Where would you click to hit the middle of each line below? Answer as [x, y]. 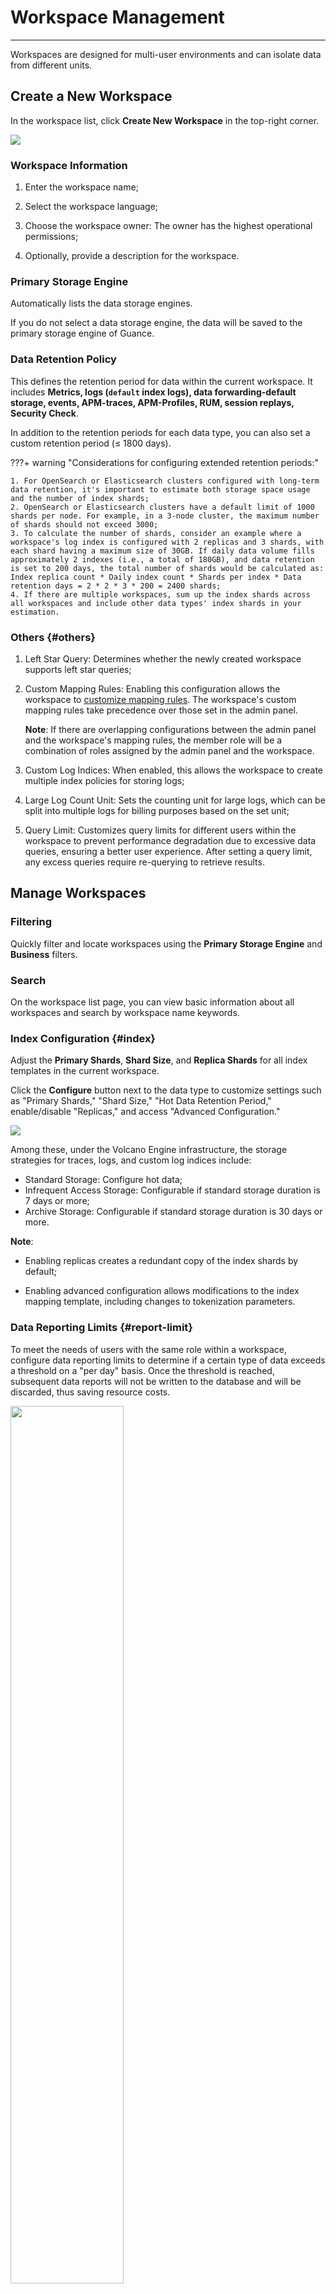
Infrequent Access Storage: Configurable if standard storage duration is [172, 1190]
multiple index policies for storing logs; [104, 780]
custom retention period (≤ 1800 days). [91, 443]
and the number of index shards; [80, 498]
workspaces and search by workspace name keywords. [125, 1012]
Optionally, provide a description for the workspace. [132, 256]
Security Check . [45, 413]
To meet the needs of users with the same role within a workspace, [148, 1349]
